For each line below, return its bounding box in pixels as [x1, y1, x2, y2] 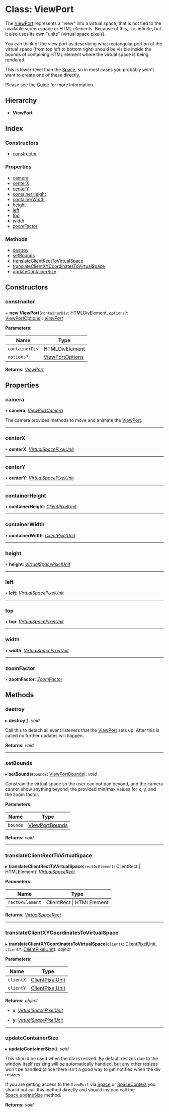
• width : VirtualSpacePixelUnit [5, 647, 69, 653]
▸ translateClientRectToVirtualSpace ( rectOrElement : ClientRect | [5, 863, 141, 870]
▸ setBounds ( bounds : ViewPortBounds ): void [5, 771, 97, 777]
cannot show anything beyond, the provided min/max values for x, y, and [5, 786, 156, 792]
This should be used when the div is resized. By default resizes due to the [5, 1055, 158, 1062]
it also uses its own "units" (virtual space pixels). [5, 31, 106, 37]
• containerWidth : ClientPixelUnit [5, 532, 75, 538]
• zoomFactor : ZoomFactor [5, 676, 63, 683]
